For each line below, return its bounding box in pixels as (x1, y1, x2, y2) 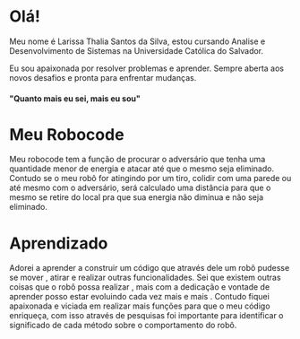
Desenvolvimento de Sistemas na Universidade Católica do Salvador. (9, 45, 264, 56)
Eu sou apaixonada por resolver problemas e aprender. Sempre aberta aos (9, 63, 285, 74)
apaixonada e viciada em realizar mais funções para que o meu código (9, 300, 270, 311)
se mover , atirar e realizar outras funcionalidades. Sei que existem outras (9, 272, 281, 283)
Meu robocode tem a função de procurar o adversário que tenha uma (9, 154, 266, 165)
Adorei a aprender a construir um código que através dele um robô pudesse (9, 263, 290, 274)
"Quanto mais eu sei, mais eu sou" (9, 92, 141, 104)
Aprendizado (9, 233, 108, 253)
